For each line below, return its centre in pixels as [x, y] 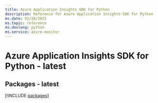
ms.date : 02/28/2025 [26, 18]
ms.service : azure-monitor [32, 32]
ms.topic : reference [26, 23]
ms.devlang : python [25, 28]
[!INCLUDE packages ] [27, 96]
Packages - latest [32, 84]
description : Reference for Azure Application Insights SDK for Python [79, 14]
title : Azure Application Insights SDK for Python [57, 9]
